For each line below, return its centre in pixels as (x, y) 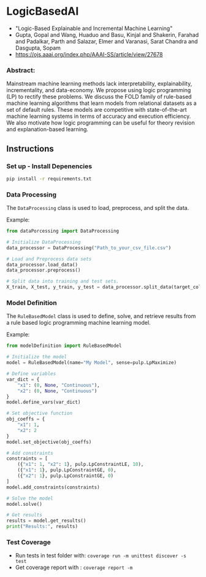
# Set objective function (39, 413)
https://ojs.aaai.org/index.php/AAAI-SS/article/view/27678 (89, 54)
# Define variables (31, 374)
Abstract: (21, 70)
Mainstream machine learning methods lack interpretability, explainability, (99, 83)
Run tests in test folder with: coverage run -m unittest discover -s (101, 556)
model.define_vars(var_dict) (44, 402)
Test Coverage (29, 542)
